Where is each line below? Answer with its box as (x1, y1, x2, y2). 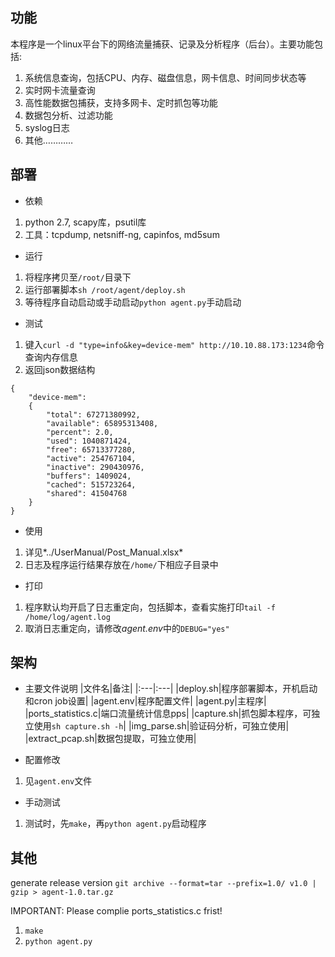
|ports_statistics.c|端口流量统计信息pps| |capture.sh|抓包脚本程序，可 (24, 708, 312, 720)
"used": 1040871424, (46, 436, 132, 446)
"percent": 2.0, (46, 427, 114, 437)
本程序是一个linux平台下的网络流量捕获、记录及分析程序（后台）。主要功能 (10, 38, 315, 50)
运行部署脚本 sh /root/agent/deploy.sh (24, 283, 186, 295)
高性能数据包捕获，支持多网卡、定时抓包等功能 (24, 96, 218, 108)
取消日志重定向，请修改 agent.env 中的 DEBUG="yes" (24, 622, 230, 634)
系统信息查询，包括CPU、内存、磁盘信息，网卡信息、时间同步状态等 (24, 71, 307, 83)
